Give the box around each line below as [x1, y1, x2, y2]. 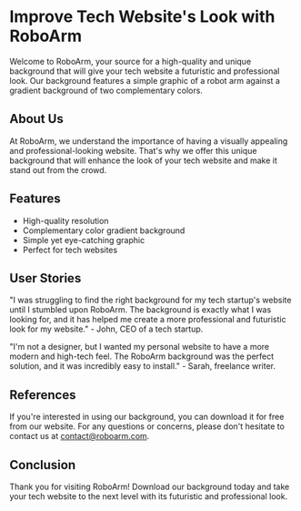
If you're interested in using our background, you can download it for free [9, 412, 285, 423]
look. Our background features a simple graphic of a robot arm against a [9, 75, 280, 86]
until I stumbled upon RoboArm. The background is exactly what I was [9, 304, 272, 315]
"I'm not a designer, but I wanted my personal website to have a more [9, 342, 270, 353]
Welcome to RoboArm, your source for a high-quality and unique [9, 56, 252, 66]
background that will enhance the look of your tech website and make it [9, 155, 277, 166]
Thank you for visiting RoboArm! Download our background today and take [9, 481, 290, 492]
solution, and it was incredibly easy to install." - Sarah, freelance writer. [9, 361, 276, 372]
